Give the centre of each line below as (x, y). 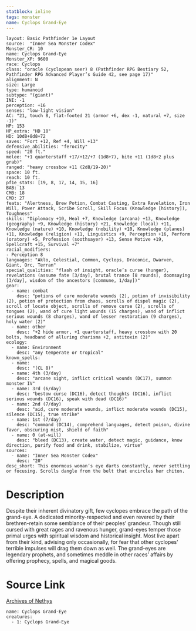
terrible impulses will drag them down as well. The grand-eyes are (86, 549)
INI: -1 (16, 101)
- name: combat (30, 291)
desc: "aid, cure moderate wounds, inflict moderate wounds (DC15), (102, 410)
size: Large (21, 85)
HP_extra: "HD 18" (28, 131)
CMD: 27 (16, 198)
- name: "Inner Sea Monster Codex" (55, 456)
